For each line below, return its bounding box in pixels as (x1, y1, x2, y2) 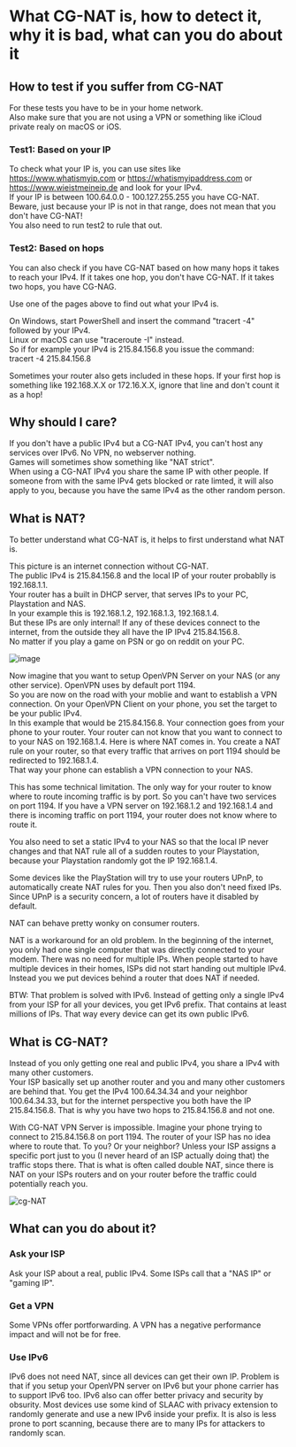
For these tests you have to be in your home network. (9, 103, 204, 112)
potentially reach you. (9, 1179, 88, 1189)
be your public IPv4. (9, 708, 82, 719)
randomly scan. (9, 1428, 66, 1438)
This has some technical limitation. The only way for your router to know (9, 782, 272, 793)
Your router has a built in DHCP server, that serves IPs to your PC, (9, 589, 249, 600)
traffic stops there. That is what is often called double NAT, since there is (9, 1160, 274, 1171)
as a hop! (9, 389, 43, 399)
